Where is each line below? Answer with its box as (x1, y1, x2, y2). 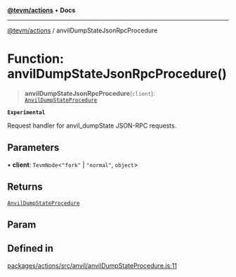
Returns (7, 181, 44, 193)
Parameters (7, 142, 60, 154)
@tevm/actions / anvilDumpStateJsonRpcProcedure (7, 26, 158, 35)
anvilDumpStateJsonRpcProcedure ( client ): (24, 89, 156, 97)
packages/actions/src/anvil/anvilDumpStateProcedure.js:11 (7, 261, 178, 270)
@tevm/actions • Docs (7, 6, 76, 14)
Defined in (7, 242, 54, 254)
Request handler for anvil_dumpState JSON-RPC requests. (7, 121, 177, 130)
